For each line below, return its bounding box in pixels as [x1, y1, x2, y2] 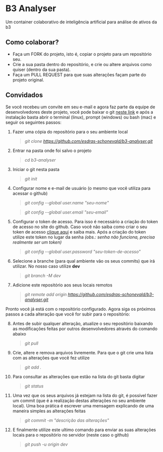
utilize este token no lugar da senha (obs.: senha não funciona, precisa [12, 234, 155, 240]
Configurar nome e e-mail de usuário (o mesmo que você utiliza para [12, 185, 151, 191]
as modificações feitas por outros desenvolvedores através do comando [12, 326, 158, 332]
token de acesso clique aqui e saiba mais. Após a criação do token [12, 229, 146, 234]
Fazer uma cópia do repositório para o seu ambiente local [12, 129, 128, 134]
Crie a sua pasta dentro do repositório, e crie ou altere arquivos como [12, 61, 152, 67]
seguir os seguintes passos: [5, 119, 62, 125]
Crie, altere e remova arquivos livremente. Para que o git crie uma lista [12, 350, 153, 355]
